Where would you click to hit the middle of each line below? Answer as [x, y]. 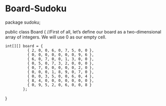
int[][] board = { [24, 46]
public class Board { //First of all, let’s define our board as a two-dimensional [83, 32]
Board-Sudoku [36, 9]
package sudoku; [23, 22]
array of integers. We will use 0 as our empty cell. [56, 37]
